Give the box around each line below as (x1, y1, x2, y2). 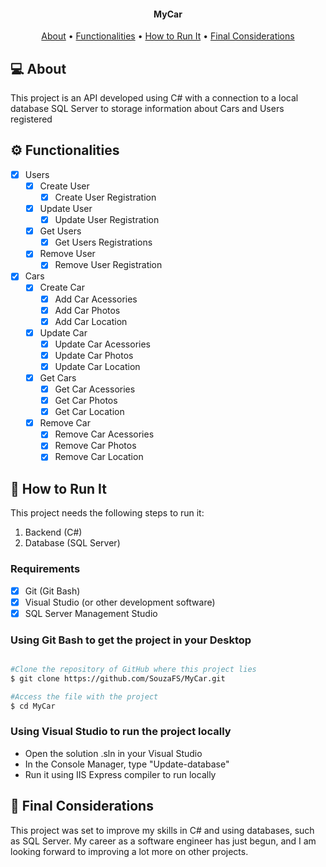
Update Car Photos (54, 349, 134, 361)
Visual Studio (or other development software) (24, 596, 216, 608)
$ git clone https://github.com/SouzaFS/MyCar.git (10, 673, 226, 684)
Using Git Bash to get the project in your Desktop (10, 633, 252, 647)
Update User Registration (54, 214, 160, 226)
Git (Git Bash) (24, 585, 81, 597)
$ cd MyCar (10, 701, 56, 711)
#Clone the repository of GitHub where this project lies (10, 665, 257, 675)
